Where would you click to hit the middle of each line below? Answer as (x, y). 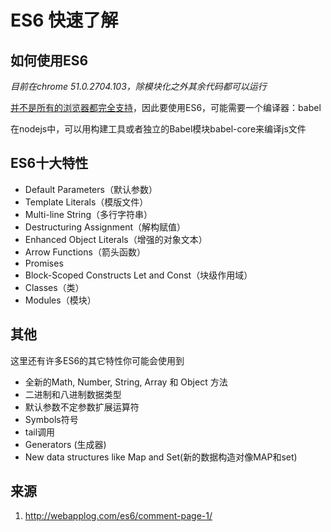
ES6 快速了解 (64, 20)
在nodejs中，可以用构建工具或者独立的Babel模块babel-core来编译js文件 (158, 129)
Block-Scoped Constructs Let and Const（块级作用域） (138, 275)
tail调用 (40, 432)
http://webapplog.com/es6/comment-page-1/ (118, 516)
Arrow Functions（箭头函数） (85, 252)
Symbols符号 (51, 419)
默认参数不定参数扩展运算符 (82, 407)
